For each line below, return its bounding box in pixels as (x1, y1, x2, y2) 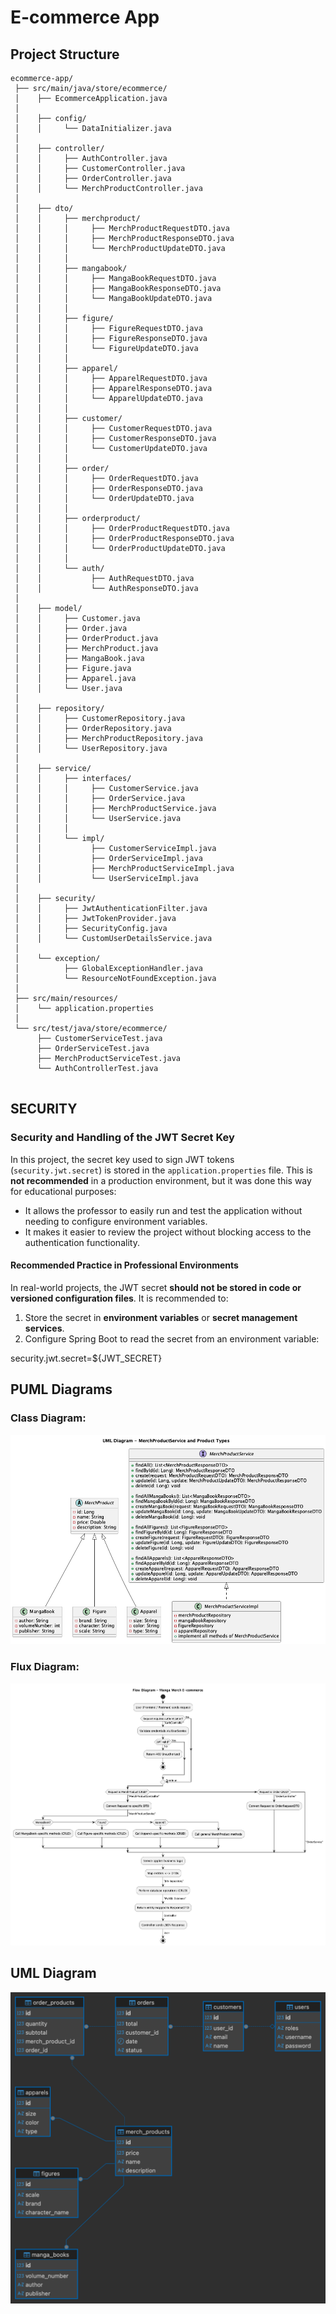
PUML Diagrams (10, 1381, 113, 1398)
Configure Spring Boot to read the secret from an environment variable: (24, 1332, 320, 1345)
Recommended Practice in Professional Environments (10, 1259, 239, 1271)
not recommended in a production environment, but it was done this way (10, 1174, 312, 1186)
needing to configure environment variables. (24, 1215, 208, 1227)
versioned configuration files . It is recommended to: (10, 1292, 229, 1304)
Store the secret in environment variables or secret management (24, 1311, 298, 1323)
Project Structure (10, 46, 120, 63)
